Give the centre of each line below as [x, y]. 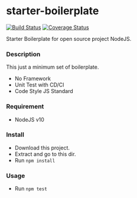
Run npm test [31, 189]
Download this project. [42, 148]
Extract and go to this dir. [45, 154]
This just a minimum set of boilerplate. [53, 67]
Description [23, 54]
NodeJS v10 [29, 119]
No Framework [33, 79]
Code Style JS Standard [44, 91]
